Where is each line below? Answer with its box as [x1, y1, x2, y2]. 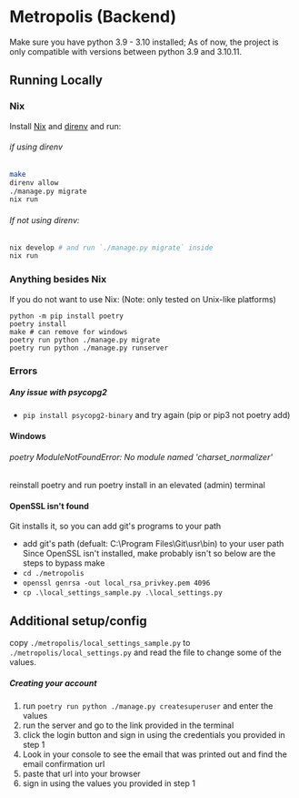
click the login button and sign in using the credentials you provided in [22, 730, 286, 741]
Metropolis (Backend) [9, 6, 177, 27]
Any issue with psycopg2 [9, 387, 107, 398]
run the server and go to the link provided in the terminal [22, 720, 234, 731]
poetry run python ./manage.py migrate [9, 335, 161, 344]
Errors [9, 364, 38, 377]
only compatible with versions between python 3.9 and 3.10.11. [9, 46, 243, 56]
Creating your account [9, 677, 97, 689]
